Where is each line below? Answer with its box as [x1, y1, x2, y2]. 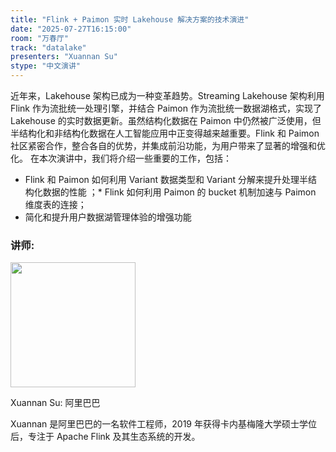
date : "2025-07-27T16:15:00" [10, 24, 132, 34]
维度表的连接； [24, 199, 87, 210]
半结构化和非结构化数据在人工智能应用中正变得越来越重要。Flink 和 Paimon [10, 127, 320, 139]
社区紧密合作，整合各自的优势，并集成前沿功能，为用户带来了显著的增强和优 [10, 140, 326, 151]
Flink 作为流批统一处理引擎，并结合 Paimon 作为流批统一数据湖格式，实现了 [10, 102, 322, 114]
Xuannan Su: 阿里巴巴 [10, 397, 101, 409]
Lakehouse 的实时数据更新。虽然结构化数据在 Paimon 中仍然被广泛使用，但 [10, 115, 322, 126]
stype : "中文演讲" [10, 61, 82, 71]
